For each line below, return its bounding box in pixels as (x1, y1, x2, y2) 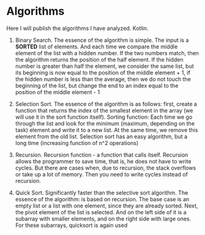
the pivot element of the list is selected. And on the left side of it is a (15, 208, 187, 215)
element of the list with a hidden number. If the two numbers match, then (15, 49, 199, 56)
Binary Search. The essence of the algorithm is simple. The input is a (15, 36, 189, 43)
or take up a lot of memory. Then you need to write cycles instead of (15, 170, 188, 178)
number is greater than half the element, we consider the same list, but (15, 62, 194, 70)
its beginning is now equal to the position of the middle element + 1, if (15, 69, 191, 76)
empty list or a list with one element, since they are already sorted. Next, (15, 202, 198, 209)
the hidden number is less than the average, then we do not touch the (15, 75, 191, 83)
